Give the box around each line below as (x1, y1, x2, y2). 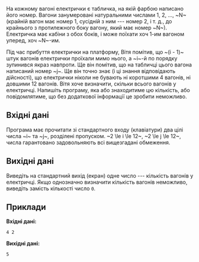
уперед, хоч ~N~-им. (6, 37, 60, 44)
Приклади (6, 202, 47, 212)
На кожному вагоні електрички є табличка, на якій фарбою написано (6, 5, 184, 12)
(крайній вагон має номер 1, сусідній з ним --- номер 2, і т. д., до (6, 18, 172, 25)
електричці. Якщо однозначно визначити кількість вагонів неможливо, (6, 178, 188, 185)
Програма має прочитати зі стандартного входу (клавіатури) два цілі (6, 126, 183, 133)
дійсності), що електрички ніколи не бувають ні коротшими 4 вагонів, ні (6, 74, 191, 81)
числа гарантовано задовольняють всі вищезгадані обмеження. (6, 139, 170, 146)
